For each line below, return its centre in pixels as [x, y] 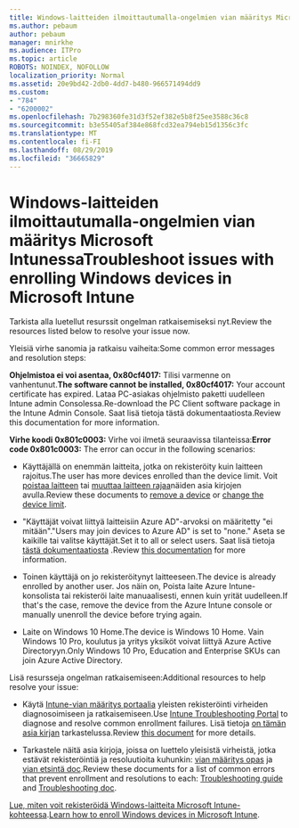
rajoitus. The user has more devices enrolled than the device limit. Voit [150, 476]
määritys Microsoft [81, 240]
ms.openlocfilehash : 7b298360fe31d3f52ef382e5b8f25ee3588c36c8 [129, 117]
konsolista [41, 596]
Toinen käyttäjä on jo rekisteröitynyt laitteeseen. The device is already [149, 577]
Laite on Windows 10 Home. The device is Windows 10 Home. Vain [143, 632]
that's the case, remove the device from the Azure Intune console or [147, 605]
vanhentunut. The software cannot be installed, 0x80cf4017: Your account [147, 385]
